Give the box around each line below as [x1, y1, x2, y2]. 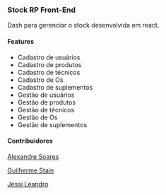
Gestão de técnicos [17, 105, 75, 114]
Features [7, 37, 34, 45]
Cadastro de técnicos [17, 68, 81, 76]
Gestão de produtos [17, 97, 76, 107]
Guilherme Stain [7, 166, 54, 175]
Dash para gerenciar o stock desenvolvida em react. [7, 21, 160, 30]
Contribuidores [7, 136, 53, 146]
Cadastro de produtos [17, 60, 82, 69]
